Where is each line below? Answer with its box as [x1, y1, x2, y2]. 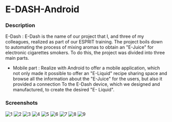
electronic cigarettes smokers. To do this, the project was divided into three [5, 50, 165, 56]
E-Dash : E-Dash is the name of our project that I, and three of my [5, 33, 144, 39]
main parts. [5, 55, 29, 61]
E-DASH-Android [5, 4, 80, 15]
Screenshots [5, 100, 38, 107]
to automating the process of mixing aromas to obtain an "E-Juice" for [5, 44, 154, 51]
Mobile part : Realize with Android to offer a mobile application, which [12, 65, 160, 71]
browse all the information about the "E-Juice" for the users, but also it [12, 76, 163, 82]
